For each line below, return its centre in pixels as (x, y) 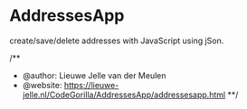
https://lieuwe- (91, 85)
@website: (42, 85)
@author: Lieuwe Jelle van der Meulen (94, 75)
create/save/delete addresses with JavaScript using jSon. (117, 41)
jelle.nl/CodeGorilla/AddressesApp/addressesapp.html (124, 95)
